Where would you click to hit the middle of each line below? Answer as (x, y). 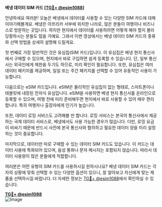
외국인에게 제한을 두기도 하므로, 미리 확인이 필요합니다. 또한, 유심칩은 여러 (83, 64)
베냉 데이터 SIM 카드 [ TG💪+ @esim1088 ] (45, 8)
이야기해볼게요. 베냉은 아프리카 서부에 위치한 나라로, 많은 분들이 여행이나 (73, 24)
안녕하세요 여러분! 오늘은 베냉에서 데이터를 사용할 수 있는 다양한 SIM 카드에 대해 (80, 18)
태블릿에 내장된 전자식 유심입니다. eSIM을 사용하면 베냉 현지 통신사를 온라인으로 (81, 93)
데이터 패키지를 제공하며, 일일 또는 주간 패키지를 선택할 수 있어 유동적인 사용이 (79, 71)
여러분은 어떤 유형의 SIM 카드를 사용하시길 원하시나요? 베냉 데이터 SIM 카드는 (78, 166)
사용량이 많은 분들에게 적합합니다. (45, 156)
